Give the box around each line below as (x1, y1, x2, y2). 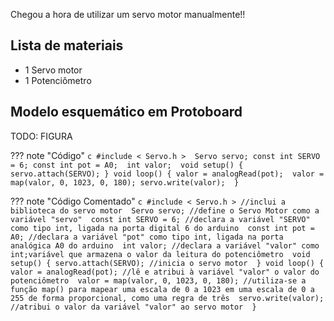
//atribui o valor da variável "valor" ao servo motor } (10, 302, 257, 312)
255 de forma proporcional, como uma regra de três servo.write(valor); (10, 293, 325, 303)
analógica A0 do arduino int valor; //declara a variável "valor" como (10, 240, 320, 251)
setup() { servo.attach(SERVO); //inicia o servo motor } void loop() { (10, 258, 325, 268)
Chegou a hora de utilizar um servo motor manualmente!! (10, 9, 246, 20)
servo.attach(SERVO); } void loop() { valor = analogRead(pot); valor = (10, 169, 325, 179)
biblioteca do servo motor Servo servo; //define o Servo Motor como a (10, 205, 320, 216)
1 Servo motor (24, 64, 83, 76)
